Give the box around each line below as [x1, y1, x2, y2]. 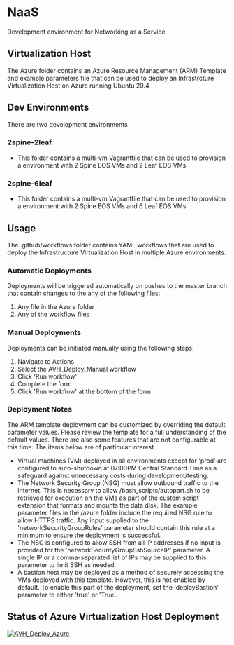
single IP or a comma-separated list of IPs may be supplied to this [17, 553, 207, 562]
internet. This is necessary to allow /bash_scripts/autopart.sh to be [17, 486, 210, 494]
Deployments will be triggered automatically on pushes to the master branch [7, 282, 227, 290]
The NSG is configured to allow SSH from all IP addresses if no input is [17, 538, 221, 547]
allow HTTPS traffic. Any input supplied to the [17, 516, 149, 524]
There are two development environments [7, 120, 128, 128]
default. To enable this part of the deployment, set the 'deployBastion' [17, 583, 219, 591]
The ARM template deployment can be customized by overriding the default [7, 420, 226, 428]
